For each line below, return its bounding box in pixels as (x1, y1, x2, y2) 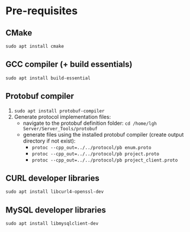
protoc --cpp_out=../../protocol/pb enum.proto (31, 144, 152, 150)
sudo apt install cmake (5, 43, 65, 49)
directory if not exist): (22, 137, 76, 144)
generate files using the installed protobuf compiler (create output (22, 131, 184, 138)
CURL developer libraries (5, 173, 100, 183)
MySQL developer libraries (5, 205, 106, 215)
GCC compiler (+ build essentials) (5, 59, 133, 69)
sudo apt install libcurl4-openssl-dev (5, 189, 104, 195)
